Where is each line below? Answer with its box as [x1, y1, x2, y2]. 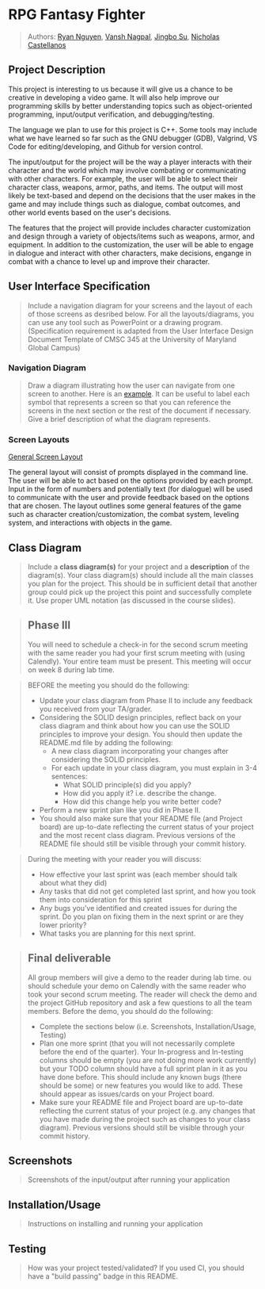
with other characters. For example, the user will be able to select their [8, 174, 239, 183]
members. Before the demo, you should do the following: [27, 1006, 214, 1016]
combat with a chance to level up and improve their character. [8, 256, 210, 266]
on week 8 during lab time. [27, 664, 115, 675]
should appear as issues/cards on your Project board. [39, 1088, 215, 1099]
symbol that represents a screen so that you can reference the [27, 397, 232, 407]
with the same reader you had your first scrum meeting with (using [27, 648, 245, 657]
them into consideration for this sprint [39, 894, 162, 905]
